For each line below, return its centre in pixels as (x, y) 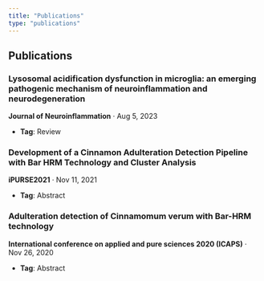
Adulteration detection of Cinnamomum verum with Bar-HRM (130, 216)
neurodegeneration (47, 99)
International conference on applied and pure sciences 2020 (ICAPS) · (128, 244)
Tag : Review (41, 132)
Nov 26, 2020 (31, 252)
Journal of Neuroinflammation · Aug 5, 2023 (83, 116)
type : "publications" (45, 23)
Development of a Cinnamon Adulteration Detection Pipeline (128, 153)
